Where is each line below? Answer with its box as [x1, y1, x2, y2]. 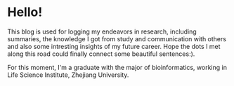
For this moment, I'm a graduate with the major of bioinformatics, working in [7, 63, 227, 71]
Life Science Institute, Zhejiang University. [7, 71, 129, 79]
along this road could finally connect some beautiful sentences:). [7, 50, 195, 58]
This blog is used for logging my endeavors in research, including [7, 27, 197, 36]
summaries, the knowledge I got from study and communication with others [7, 34, 227, 43]
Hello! [7, 4, 43, 20]
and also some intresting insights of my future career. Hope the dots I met [7, 42, 221, 50]
